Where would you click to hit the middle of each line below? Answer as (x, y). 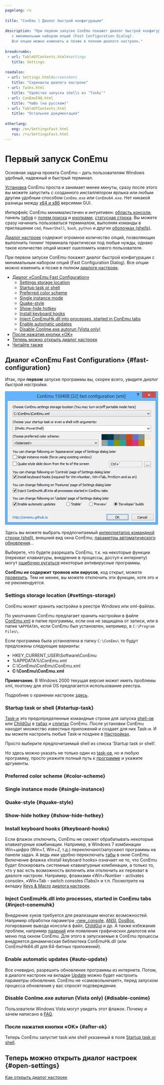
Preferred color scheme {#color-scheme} (55, 776)
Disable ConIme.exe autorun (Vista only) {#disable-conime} (78, 998)
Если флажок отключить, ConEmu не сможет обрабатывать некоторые (79, 839)
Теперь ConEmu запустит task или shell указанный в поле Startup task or (81, 1038)
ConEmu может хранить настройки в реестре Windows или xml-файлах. (80, 606)
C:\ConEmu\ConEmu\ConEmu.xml (46, 666)
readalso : (15, 72)
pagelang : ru (18, 10)
